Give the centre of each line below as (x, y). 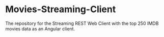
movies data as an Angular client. (40, 28)
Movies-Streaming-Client (61, 9)
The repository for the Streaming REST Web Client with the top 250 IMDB (82, 23)
